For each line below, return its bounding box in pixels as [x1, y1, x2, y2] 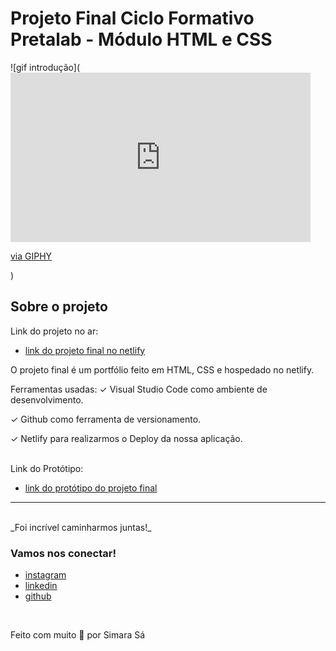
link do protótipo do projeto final [24, 482, 158, 494]
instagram [24, 569, 67, 581]
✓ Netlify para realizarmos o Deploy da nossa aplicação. [10, 432, 243, 444]
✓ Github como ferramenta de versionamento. [10, 413, 202, 425]
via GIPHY [10, 250, 53, 262]
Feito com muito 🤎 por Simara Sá [10, 629, 146, 641]
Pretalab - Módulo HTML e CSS [10, 28, 273, 51]
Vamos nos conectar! [10, 546, 117, 560]
